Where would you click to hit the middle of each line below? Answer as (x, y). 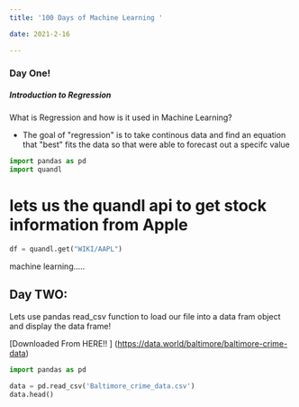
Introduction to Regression (60, 95)
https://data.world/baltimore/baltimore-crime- (202, 343)
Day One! (30, 73)
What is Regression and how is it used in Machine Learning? (121, 117)
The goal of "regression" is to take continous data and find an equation (154, 135)
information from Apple (99, 225)
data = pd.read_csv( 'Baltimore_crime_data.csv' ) (102, 386)
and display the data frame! (60, 326)
